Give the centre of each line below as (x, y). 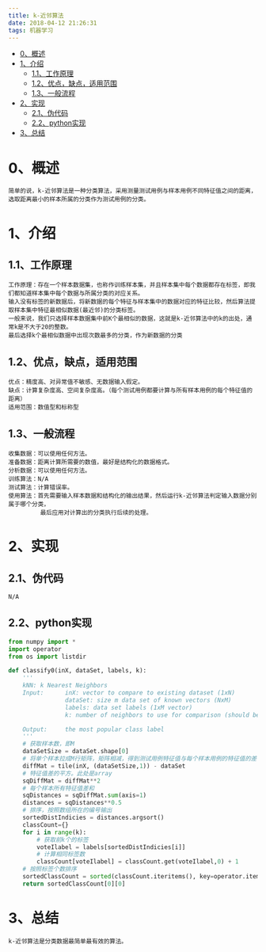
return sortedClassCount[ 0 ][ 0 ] (74, 884)
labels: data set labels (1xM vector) (129, 707)
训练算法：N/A (28, 479)
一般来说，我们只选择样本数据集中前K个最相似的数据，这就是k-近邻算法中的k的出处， (127, 319)
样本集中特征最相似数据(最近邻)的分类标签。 (77, 310)
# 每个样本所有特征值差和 (59, 788)
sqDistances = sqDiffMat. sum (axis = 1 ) (85, 796)
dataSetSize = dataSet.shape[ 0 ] (76, 752)
